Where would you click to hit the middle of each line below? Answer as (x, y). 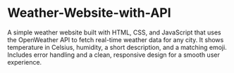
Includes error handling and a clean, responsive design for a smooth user (113, 55)
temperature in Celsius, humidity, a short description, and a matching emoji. (117, 47)
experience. (25, 62)
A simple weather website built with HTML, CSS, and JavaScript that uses (114, 32)
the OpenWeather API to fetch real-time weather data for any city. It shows (116, 39)
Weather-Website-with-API (89, 13)
